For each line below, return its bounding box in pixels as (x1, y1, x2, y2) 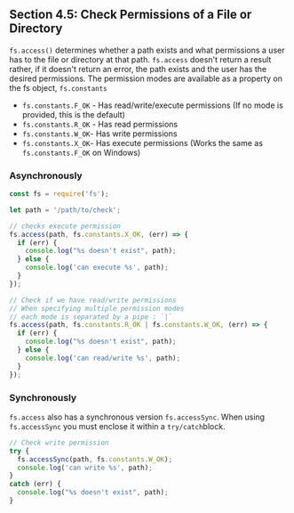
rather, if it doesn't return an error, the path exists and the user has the (9, 63, 267, 74)
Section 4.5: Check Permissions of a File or (9, 7, 252, 22)
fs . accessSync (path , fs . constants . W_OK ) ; (17, 454, 173, 464)
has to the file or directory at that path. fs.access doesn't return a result (9, 53, 272, 65)
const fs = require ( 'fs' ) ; (9, 190, 109, 199)
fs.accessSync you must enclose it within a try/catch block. (9, 420, 226, 431)
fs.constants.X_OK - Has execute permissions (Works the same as (21, 137, 264, 148)
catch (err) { (9, 480, 62, 489)
